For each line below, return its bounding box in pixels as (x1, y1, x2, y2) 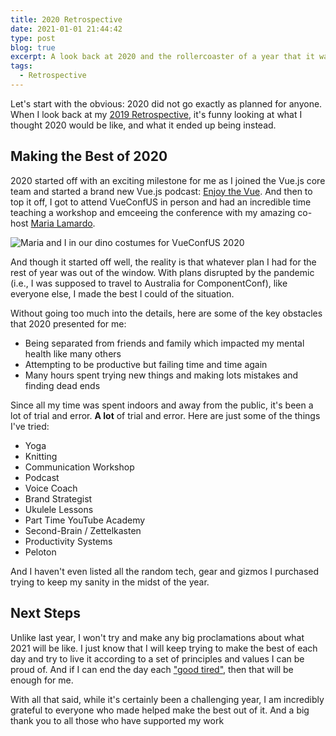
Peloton (24, 546, 57, 558)
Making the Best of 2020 (10, 148, 168, 165)
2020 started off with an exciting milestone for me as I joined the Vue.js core (10, 174, 326, 186)
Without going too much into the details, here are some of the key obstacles (10, 307, 323, 319)
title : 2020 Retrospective (10, 14, 123, 25)
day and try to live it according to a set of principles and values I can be (10, 652, 305, 665)
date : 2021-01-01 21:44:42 (10, 24, 123, 34)
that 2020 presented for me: (10, 317, 127, 330)
